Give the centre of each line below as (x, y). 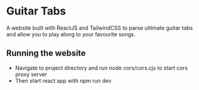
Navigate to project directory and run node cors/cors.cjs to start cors (101, 68)
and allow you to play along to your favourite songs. (71, 34)
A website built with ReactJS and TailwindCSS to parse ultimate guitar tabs (99, 28)
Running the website (46, 53)
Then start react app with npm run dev (63, 80)
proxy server (31, 74)
